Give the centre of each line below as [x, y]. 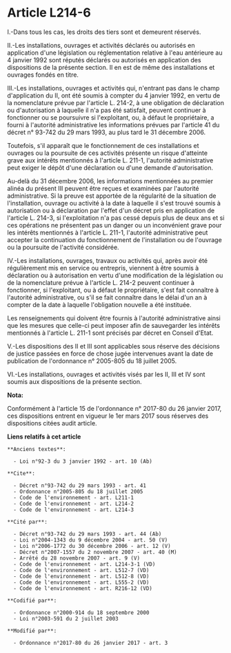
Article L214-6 [49, 13]
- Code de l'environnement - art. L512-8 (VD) [81, 576]
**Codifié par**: [32, 600]
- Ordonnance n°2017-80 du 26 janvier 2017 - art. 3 [91, 643]
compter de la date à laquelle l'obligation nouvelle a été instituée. [99, 304]
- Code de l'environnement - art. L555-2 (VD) [81, 582]
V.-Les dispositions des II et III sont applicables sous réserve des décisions [113, 346]
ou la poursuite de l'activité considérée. [63, 247]
